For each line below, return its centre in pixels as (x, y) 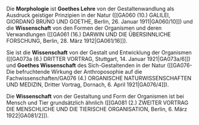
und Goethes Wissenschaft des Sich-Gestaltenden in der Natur (86, 65)
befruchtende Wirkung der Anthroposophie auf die (79, 72)
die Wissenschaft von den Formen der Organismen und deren (84, 28)
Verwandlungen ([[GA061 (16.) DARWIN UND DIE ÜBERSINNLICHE (89, 34)
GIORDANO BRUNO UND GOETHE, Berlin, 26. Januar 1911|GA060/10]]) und (100, 21)
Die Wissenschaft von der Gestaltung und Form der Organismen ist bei (95, 96)
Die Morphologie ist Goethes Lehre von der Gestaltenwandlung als (90, 9)
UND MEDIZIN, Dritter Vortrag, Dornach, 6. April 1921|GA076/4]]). (88, 85)
